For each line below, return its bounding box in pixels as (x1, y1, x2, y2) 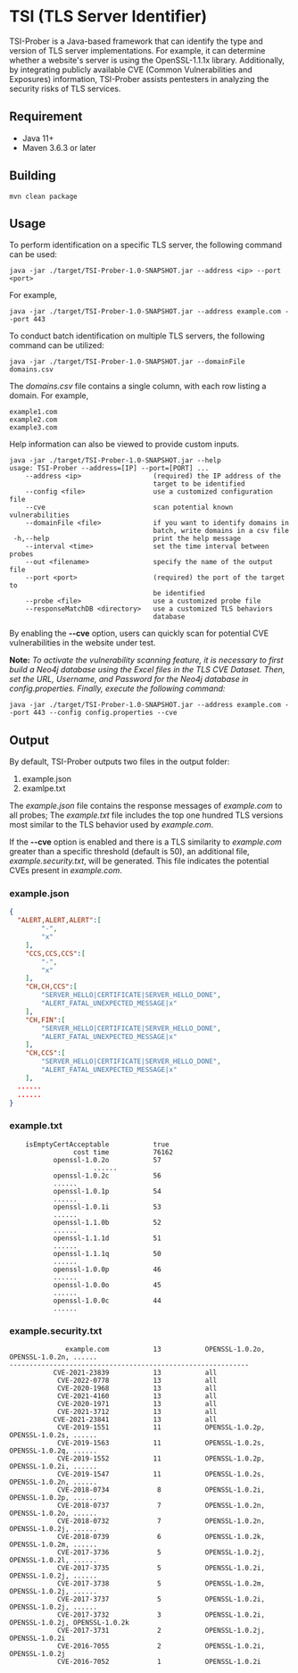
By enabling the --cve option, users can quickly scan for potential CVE (9, 628, 269, 639)
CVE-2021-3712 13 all (56, 1408, 218, 1417)
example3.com (9, 423, 58, 432)
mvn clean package (9, 192, 78, 201)
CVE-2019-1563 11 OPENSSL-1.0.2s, (56, 1439, 266, 1448)
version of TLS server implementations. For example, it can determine (9, 45, 266, 55)
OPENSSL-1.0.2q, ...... (9, 1446, 98, 1456)
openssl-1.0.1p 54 (53, 1186, 162, 1195)
